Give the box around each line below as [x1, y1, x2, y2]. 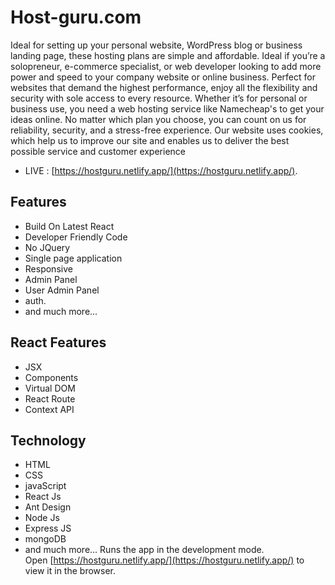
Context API [24, 403, 75, 415]
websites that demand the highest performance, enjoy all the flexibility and [10, 81, 318, 93]
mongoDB [24, 533, 67, 545]
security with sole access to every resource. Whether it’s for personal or [10, 92, 308, 104]
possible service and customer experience [10, 145, 186, 157]
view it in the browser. [24, 565, 117, 577]
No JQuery [24, 241, 71, 253]
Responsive [24, 262, 73, 275]
